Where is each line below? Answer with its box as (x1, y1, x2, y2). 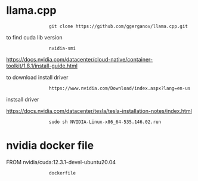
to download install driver (6, 73, 69, 81)
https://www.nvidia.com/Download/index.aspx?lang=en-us (48, 85, 191, 91)
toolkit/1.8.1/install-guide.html (6, 62, 78, 69)
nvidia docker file (6, 139, 94, 152)
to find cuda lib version (6, 33, 63, 41)
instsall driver (6, 96, 39, 103)
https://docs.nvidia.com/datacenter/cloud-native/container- (6, 56, 153, 63)
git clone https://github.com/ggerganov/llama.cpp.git (48, 23, 188, 29)
